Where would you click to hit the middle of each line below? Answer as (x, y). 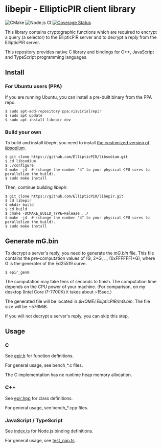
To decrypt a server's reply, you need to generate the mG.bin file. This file (80, 253)
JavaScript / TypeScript (34, 420)
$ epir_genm (17, 272)
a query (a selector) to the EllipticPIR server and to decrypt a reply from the (81, 37)
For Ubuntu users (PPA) (34, 87)
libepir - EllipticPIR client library (70, 9)
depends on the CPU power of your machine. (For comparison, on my (75, 287)
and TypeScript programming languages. (46, 57)
